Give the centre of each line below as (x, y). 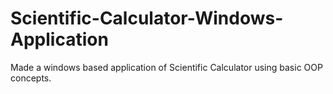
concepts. (31, 78)
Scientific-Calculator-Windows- (147, 18)
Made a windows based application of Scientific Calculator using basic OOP (166, 67)
